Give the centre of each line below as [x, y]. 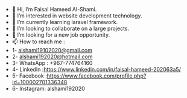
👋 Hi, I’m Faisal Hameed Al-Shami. [54, 9]
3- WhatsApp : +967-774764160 [52, 63]
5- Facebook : [29, 76]
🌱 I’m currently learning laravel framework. [65, 22]
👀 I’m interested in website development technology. [77, 16]
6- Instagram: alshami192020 [49, 88]
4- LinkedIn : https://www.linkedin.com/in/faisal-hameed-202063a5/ [96, 69]
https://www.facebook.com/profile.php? [97, 76]
